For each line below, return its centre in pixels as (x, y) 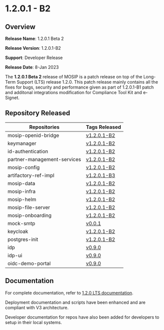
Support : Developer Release (34, 58)
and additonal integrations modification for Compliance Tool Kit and (74, 92)
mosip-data (21, 183)
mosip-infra (22, 191)
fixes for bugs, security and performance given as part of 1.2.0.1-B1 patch (80, 87)
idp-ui (15, 255)
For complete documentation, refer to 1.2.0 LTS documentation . (69, 293)
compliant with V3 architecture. (37, 307)
